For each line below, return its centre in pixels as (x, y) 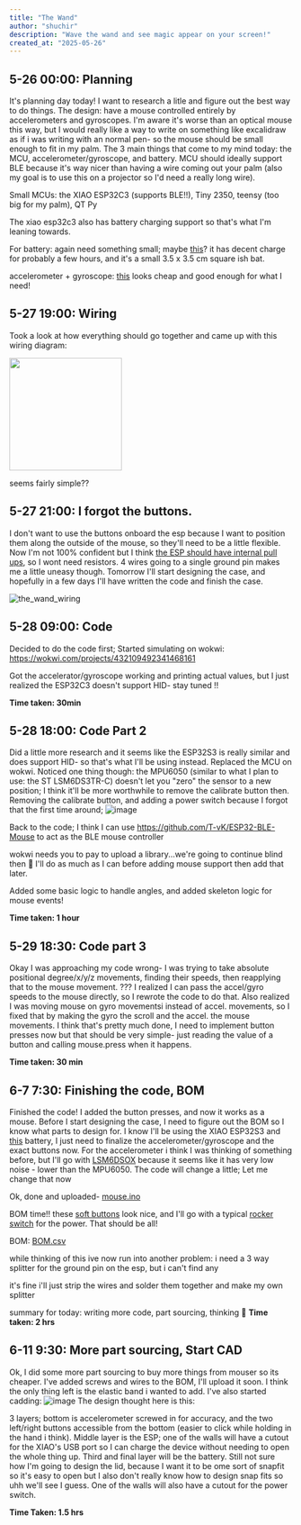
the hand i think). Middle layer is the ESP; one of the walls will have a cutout (149, 1437)
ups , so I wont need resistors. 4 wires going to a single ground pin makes (145, 562)
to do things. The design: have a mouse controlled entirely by (123, 111)
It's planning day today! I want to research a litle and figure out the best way (150, 101)
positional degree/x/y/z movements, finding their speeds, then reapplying (145, 977)
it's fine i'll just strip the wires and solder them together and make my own (146, 1285)
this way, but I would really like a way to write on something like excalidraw (148, 130)
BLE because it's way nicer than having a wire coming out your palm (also (146, 168)
